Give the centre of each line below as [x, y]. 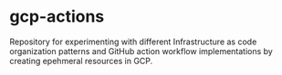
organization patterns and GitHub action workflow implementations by [141, 51]
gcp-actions [57, 17]
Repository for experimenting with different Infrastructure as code [133, 42]
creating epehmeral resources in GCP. [81, 61]
